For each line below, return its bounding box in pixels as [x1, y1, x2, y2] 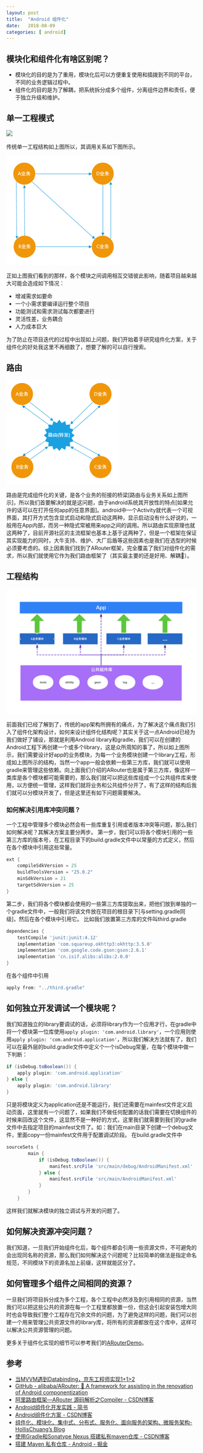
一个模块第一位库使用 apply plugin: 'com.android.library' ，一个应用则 [11, 1028, 192, 1035]
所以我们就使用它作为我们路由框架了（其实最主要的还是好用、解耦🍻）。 [16, 552, 193, 559]
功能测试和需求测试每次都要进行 [14, 307, 95, 315]
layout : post [6, 10, 39, 16]
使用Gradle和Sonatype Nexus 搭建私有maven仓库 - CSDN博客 [14, 1433, 170, 1440]
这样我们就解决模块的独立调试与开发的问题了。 [6, 1207, 123, 1214]
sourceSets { [6, 1144, 39, 1150]
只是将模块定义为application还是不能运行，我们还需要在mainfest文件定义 [6, 1101, 188, 1108]
